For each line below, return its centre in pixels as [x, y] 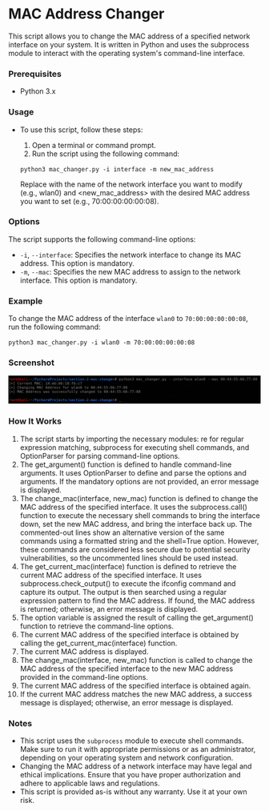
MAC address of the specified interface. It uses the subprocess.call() [134, 507]
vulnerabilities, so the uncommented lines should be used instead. [129, 558]
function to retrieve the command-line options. [97, 626]
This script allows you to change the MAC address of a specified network [129, 36]
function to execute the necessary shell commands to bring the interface [140, 515]
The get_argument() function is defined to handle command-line [126, 464]
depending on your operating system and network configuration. [126, 758]
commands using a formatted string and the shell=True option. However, [139, 540]
